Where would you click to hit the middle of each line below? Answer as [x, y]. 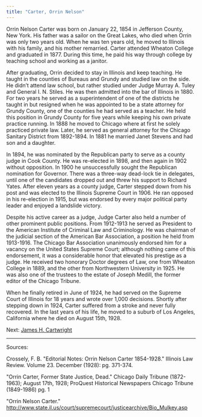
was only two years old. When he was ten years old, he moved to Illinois [95, 41]
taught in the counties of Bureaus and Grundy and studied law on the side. [98, 79]
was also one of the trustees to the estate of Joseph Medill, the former [93, 275]
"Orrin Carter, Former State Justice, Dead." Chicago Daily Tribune [87, 377]
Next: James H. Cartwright [39, 330]
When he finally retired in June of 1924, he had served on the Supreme [94, 293]
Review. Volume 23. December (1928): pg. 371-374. [70, 365]
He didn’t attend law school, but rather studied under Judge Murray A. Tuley [101, 85]
